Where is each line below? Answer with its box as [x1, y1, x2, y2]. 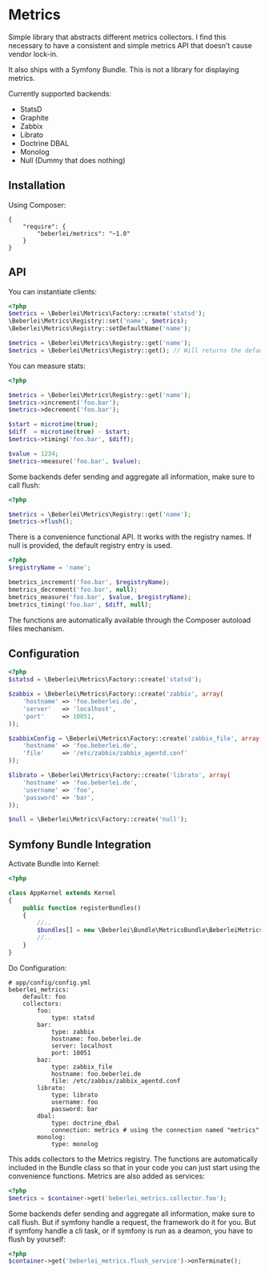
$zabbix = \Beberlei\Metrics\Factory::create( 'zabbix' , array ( [8, 690, 224, 699]
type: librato [50, 1091, 98, 1099]
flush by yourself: [8, 1234, 66, 1244]
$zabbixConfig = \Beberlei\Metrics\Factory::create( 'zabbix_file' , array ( [8, 734, 263, 743]
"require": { [22, 222, 66, 230]
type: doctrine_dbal [50, 1119, 120, 1127]
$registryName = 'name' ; [8, 564, 91, 572]
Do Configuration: [8, 963, 67, 972]
